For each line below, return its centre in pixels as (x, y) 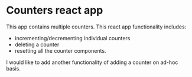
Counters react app (55, 10)
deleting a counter (37, 44)
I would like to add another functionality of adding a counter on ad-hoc (92, 62)
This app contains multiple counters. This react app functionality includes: (96, 27)
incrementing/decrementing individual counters (72, 38)
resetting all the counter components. (60, 50)
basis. (13, 68)
